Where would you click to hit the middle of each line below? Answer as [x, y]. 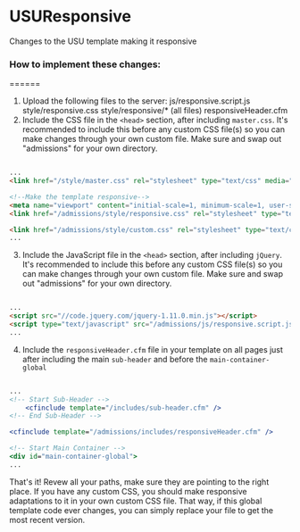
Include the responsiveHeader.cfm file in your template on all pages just [153, 349]
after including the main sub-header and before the [115, 359]
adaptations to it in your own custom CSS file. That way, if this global [136, 501]
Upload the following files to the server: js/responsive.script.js [136, 101]
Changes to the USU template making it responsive [103, 41]
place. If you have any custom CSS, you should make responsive [128, 491]
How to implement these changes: [85, 64]
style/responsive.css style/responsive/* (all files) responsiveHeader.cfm [155, 111]
